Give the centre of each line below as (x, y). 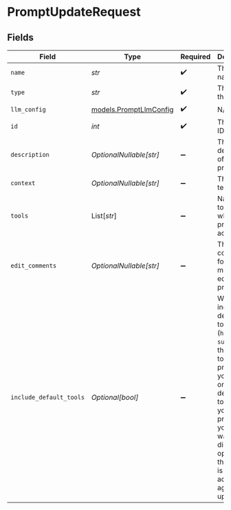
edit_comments (34, 266)
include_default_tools (47, 397)
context (23, 183)
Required (196, 57)
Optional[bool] (115, 397)
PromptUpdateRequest (74, 12)
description (30, 155)
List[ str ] (104, 216)
